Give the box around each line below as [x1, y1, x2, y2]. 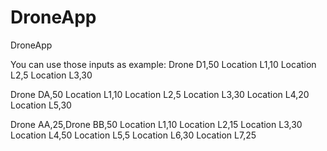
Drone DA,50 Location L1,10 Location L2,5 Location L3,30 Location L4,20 [10, 88, 310, 100]
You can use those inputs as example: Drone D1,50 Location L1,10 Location [10, 58, 317, 70]
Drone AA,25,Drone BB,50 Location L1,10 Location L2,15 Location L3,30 [10, 118, 303, 130]
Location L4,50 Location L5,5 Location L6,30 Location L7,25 [10, 129, 257, 141]
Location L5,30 [10, 99, 72, 111]
